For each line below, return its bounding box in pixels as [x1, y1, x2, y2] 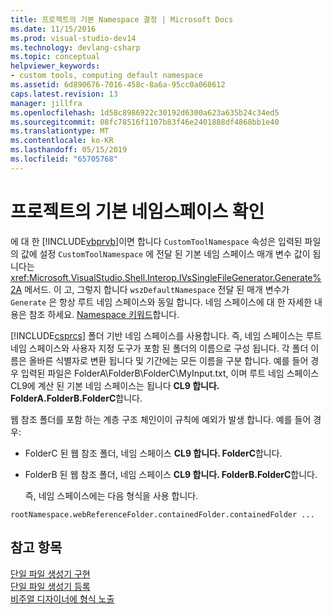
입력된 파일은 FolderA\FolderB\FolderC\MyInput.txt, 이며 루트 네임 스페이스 [20, 367, 320, 379]
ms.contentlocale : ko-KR [10, 136, 114, 146]
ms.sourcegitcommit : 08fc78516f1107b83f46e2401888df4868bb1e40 [10, 117, 280, 127]
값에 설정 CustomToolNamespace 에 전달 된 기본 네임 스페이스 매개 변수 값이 [20, 247, 311, 260]
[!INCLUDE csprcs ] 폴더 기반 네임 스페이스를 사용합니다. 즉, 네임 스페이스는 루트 [10, 329, 323, 341]
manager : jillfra [10, 98, 83, 108]
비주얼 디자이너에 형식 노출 [10, 592, 115, 605]
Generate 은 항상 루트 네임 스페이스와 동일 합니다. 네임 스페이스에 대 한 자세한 [10, 296, 313, 308]
